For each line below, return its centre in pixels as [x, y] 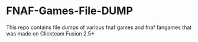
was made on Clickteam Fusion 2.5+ [50, 33]
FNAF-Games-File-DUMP [69, 11]
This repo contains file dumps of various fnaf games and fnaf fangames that [99, 27]
